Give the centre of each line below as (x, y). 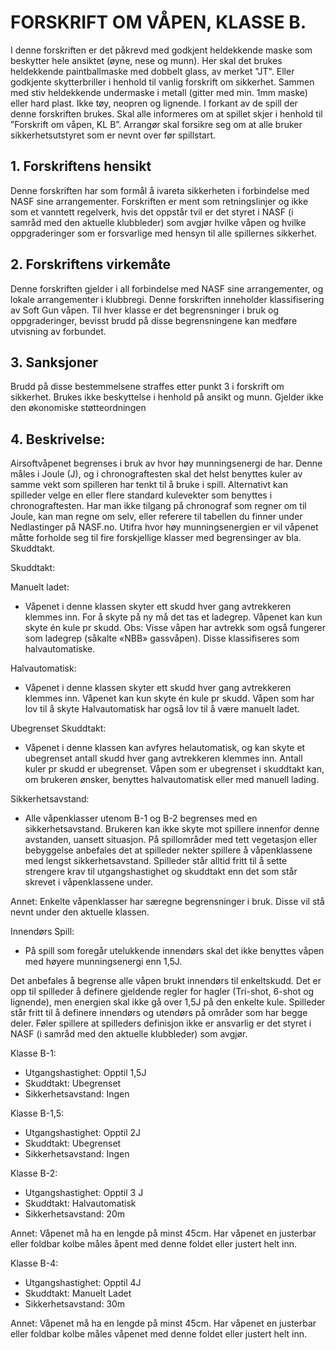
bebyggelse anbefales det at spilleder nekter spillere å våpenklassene (168, 850)
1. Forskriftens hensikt (81, 166)
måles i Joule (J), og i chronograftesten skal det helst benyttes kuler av (156, 474)
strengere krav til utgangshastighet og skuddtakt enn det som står (161, 872)
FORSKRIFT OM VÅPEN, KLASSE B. (158, 22)
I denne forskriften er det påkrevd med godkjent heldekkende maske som (161, 50)
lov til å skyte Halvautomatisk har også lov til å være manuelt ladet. (162, 709)
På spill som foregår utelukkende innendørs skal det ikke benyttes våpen (174, 951)
